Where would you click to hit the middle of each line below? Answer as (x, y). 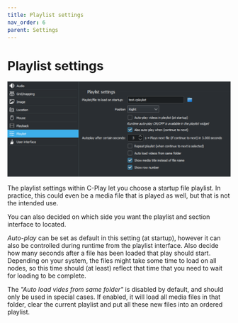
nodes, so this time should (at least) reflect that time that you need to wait (115, 268)
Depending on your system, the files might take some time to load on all (112, 261)
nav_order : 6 (27, 22)
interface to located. (37, 225)
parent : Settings (33, 30)
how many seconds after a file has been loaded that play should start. (109, 253)
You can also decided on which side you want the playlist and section (109, 217)
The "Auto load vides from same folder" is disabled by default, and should (115, 290)
